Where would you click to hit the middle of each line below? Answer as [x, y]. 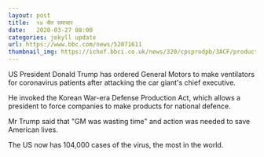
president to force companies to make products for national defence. [119, 106]
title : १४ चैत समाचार [40, 23]
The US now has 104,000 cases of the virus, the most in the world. [116, 145]
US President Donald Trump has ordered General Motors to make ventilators [132, 74]
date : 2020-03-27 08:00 [50, 30]
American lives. [33, 130]
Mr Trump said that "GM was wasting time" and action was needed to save [129, 121]
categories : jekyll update [52, 37]
